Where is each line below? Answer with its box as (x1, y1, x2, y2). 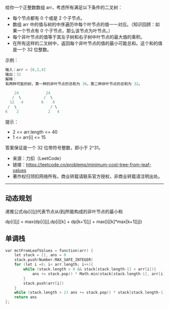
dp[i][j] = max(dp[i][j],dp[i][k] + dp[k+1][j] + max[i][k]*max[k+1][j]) (5, 218, 142, 224)
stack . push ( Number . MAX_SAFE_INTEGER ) (14, 257, 94, 263)
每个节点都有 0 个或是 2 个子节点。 (12, 15, 85, 21)
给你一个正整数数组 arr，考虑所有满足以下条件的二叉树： (5, 5, 123, 10)
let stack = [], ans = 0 (14, 253, 66, 258)
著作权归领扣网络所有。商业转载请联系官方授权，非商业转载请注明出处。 (12, 173, 162, 179)
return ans (14, 295, 37, 300)
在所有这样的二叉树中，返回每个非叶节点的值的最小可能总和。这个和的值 (12, 40, 162, 46)
